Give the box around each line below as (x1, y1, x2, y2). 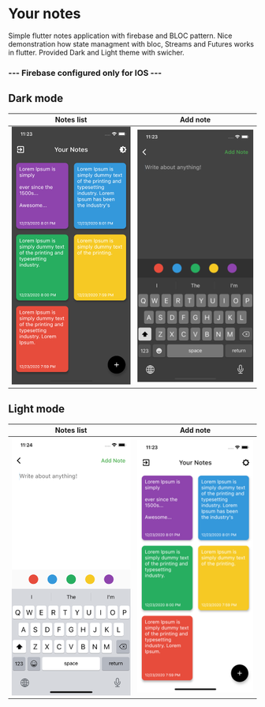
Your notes (8, 5, 81, 23)
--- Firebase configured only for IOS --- (8, 67, 162, 78)
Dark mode (8, 92, 64, 105)
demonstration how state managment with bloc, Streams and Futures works (8, 39, 255, 48)
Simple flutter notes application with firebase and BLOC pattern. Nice (8, 31, 233, 40)
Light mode (8, 402, 65, 416)
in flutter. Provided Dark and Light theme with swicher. (8, 47, 185, 57)
